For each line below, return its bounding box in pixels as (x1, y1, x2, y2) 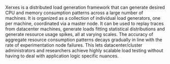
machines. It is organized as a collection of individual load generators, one (5, 15, 161, 21)
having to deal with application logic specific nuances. (5, 53, 119, 59)
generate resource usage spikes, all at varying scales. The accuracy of (5, 31, 153, 37)
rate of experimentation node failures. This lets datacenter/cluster (5, 42, 143, 48)
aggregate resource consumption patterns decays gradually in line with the (5, 37, 162, 43)
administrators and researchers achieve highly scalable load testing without (5, 48, 163, 53)
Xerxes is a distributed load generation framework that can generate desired (5, 5, 165, 10)
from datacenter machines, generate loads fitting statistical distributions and (5, 26, 165, 32)
